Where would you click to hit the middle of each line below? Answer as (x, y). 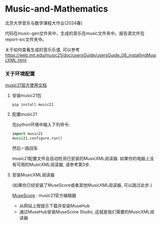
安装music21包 (27, 96)
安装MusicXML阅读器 (33, 175)
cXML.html (16, 60)
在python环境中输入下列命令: (41, 125)
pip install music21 (33, 105)
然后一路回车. (25, 148)
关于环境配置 (20, 74)
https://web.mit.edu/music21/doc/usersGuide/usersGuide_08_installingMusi (81, 55)
